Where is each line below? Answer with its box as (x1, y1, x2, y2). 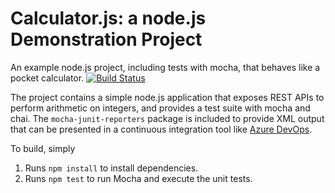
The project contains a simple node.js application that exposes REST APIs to (10, 91, 325, 103)
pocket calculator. (10, 72, 85, 84)
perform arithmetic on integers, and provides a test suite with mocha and (10, 102, 311, 114)
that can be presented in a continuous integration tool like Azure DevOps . (10, 123, 313, 135)
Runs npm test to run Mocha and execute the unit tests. (24, 172, 253, 184)
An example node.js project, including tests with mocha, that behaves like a (10, 61, 321, 73)
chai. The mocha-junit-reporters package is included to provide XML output (10, 112, 325, 124)
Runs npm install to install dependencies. (24, 162, 199, 174)
